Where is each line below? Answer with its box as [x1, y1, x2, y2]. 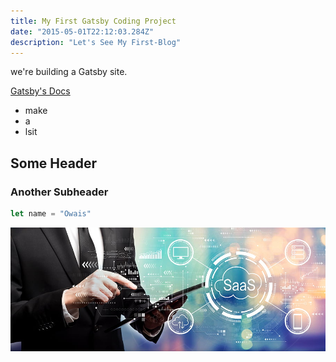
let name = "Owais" [10, 209, 92, 219]
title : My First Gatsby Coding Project [10, 16, 177, 26]
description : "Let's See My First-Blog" [10, 37, 182, 47]
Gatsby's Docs [10, 85, 71, 97]
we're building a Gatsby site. [10, 66, 128, 78]
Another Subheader [10, 185, 109, 199]
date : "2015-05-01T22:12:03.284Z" [10, 26, 155, 37]
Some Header [10, 155, 98, 172]
